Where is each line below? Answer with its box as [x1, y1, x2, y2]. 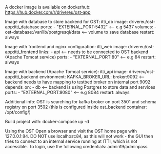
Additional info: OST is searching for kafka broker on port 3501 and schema [5, 99, 157, 104]
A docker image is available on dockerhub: [5, 4, 91, 10]
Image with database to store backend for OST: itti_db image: [5, 19, 128, 24]
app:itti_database [5, 24, 40, 30]
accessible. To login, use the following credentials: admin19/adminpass [5, 144, 148, 149]
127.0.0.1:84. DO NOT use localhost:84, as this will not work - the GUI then [5, 134, 154, 139]
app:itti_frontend [5, 49, 38, 55]
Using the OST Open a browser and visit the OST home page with [5, 128, 137, 134]
